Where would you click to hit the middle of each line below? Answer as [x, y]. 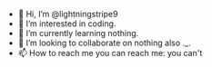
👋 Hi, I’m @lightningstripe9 [68, 14]
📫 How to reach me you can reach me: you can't [110, 53]
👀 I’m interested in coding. [67, 24]
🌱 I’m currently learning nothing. [78, 33]
